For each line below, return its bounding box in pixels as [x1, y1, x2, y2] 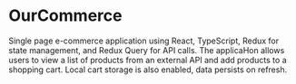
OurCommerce [8, 5, 123, 26]
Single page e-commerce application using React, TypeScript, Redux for [8, 35, 280, 46]
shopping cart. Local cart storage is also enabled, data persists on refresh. [8, 64, 288, 75]
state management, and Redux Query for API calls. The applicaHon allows [8, 44, 285, 55]
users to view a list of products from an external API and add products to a [8, 54, 287, 65]
